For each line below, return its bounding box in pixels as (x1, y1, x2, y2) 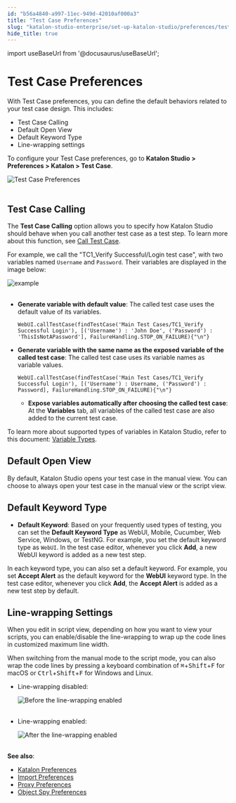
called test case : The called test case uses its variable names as (17, 353, 205, 361)
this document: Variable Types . (7, 435, 97, 443)
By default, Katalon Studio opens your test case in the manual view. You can (7, 474, 228, 482)
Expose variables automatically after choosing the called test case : (27, 399, 228, 407)
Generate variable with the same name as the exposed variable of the (17, 346, 225, 354)
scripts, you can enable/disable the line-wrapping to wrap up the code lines (7, 633, 226, 641)
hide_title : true (7, 30, 58, 37)
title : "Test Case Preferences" (7, 17, 102, 24)
